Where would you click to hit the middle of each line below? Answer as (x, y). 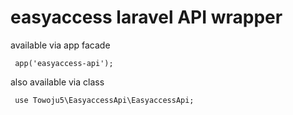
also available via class (57, 82)
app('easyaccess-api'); (64, 63)
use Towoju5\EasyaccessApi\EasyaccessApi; (104, 100)
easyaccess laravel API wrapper (146, 17)
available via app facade (60, 45)
